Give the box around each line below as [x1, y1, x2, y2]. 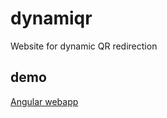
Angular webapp [10, 95, 79, 107]
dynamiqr [10, 7, 93, 30]
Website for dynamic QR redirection [10, 40, 158, 52]
